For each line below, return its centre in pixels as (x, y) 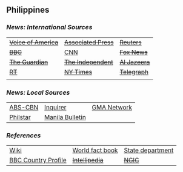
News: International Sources (49, 27)
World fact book (95, 150)
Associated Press (89, 42)
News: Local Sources (38, 92)
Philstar (20, 117)
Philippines (28, 10)
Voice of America (34, 42)
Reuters (131, 42)
